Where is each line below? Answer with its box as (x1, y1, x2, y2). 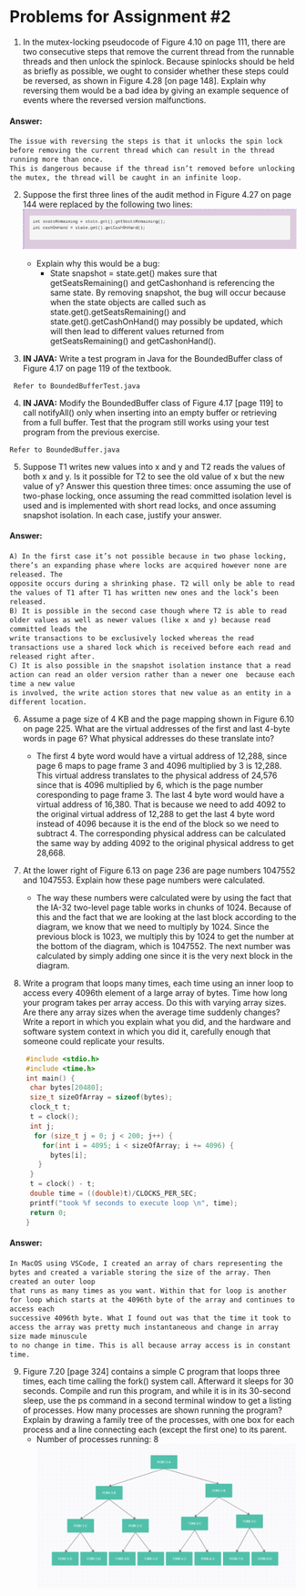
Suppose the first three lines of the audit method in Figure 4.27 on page (22, 189, 291, 200)
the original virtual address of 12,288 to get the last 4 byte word (36, 808, 275, 819)
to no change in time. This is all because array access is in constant (9, 1341, 291, 1350)
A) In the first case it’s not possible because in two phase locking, (9, 551, 287, 561)
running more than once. (9, 155, 104, 165)
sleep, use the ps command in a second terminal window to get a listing (22, 1395, 292, 1406)
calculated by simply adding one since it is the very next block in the (36, 950, 293, 961)
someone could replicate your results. (22, 1036, 166, 1047)
